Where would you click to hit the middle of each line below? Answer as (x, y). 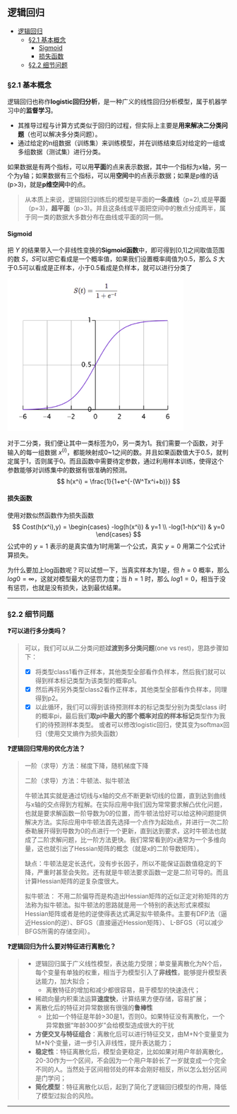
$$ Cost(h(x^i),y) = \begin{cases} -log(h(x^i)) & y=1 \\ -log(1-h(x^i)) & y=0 (119, 527)
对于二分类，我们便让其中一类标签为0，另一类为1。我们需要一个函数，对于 (116, 443)
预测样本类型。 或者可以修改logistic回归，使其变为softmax (139, 725)
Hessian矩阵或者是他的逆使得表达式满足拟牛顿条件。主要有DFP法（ (122, 914)
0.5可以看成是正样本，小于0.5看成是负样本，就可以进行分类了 (103, 268)
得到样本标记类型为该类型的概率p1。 (88, 681)
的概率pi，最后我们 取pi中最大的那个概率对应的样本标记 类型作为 (127, 716)
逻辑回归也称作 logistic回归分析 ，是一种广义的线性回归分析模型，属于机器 (114, 102)
